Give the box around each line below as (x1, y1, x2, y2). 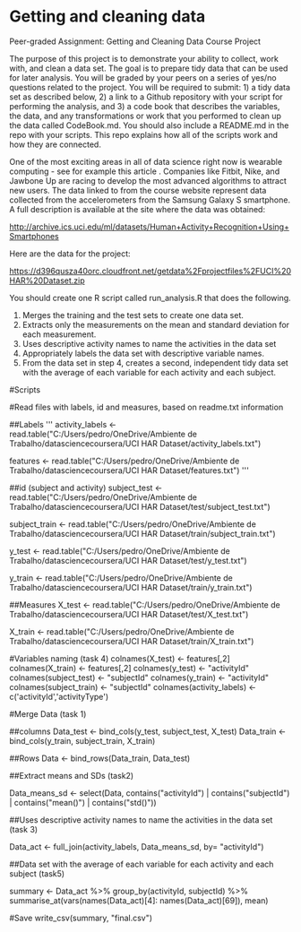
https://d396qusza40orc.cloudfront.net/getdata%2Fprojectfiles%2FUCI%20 (9, 265, 292, 276)
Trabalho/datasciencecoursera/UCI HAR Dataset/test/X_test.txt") (9, 608, 249, 619)
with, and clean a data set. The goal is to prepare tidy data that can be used (9, 63, 288, 73)
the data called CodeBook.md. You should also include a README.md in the (9, 119, 289, 131)
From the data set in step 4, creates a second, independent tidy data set (21, 357, 288, 368)
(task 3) (9, 824, 39, 834)
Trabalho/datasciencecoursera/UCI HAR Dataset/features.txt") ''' (9, 464, 249, 476)
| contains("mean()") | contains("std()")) (9, 797, 157, 807)
